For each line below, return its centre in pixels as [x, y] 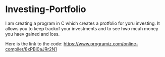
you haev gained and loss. [33, 34]
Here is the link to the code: [34, 43]
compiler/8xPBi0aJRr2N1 [31, 49]
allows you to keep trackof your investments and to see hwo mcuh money [82, 28]
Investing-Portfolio [46, 9]
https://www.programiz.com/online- [101, 43]
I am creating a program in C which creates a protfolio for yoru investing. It [82, 23]
